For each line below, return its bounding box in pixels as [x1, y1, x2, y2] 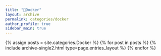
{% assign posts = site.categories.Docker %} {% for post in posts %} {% [5, 39, 156, 45]
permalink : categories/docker [5, 16, 69, 21]
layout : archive [5, 12, 39, 17]
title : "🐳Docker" [5, 7, 42, 12]
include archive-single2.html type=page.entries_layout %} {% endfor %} [5, 45, 156, 51]
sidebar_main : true [5, 26, 46, 31]
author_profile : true [5, 21, 51, 26]
